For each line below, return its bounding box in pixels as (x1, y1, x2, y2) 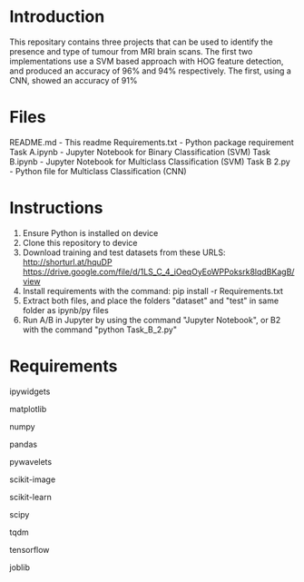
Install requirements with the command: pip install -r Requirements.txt (22, 285, 284, 296)
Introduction (9, 6, 105, 27)
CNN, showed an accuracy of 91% (9, 74, 138, 85)
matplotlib (9, 403, 47, 414)
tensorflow (9, 544, 50, 555)
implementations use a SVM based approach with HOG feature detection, (9, 55, 284, 66)
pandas (9, 439, 38, 449)
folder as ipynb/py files (22, 304, 109, 315)
